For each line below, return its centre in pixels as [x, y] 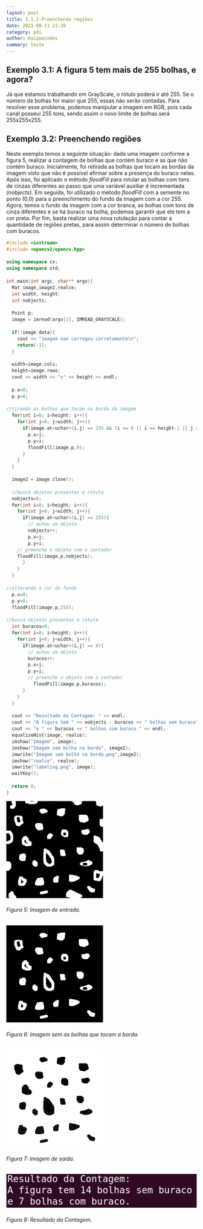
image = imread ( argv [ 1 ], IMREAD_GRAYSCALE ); [69, 320]
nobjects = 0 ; [27, 498]
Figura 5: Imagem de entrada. [43, 910]
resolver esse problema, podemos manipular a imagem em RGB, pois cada [99, 107]
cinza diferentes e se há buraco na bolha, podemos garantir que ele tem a [98, 212]
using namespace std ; [34, 269]
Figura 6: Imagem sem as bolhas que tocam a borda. [72, 1034]
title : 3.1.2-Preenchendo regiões [50, 19]
